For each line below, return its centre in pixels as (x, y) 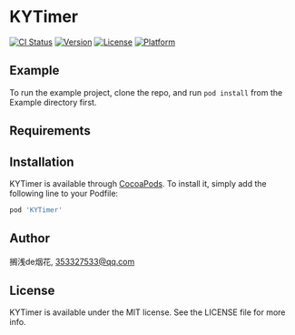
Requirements (50, 131)
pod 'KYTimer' (36, 210)
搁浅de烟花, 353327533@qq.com (72, 261)
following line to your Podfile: (64, 193)
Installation (42, 162)
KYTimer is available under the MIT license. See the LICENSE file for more (147, 312)
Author (29, 239)
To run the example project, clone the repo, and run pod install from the (146, 92)
